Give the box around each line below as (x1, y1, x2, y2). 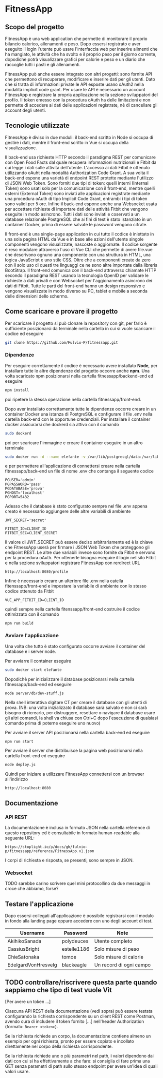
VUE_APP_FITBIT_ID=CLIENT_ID (5, 598, 64, 603)
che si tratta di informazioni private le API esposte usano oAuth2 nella (5, 81, 144, 87)
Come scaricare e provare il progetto (5, 307, 118, 315)
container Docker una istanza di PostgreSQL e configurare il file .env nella (5, 411, 153, 417)
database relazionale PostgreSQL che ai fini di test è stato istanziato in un (5, 216, 152, 222)
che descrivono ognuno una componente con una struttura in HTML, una (5, 252, 151, 257)
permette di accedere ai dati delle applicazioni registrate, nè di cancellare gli (5, 102, 158, 108)
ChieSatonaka (7, 954, 40, 960)
